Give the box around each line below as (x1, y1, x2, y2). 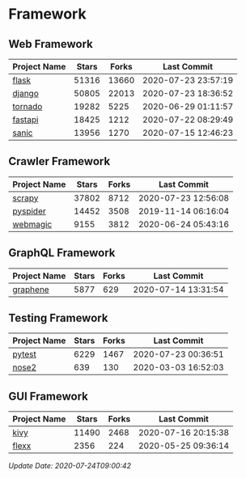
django (12, 88, 39, 99)
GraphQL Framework (8, 246, 116, 260)
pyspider (12, 205, 46, 217)
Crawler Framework (8, 154, 111, 168)
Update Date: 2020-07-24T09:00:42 (8, 461, 132, 471)
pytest (12, 349, 36, 360)
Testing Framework (8, 311, 108, 325)
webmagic (12, 218, 53, 230)
